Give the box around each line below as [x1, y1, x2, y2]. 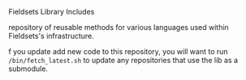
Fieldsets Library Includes [8, 7, 95, 16]
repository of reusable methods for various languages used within [8, 23, 229, 32]
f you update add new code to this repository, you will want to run [8, 47, 229, 56]
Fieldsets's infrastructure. [8, 32, 95, 40]
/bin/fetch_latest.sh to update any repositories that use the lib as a [8, 56, 238, 65]
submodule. [8, 64, 49, 74]
